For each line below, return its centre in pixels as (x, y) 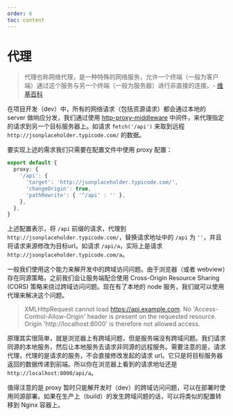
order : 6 (20, 14)
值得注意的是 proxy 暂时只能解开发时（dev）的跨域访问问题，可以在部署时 (113, 388)
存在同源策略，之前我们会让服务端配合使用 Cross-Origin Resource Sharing (113, 278)
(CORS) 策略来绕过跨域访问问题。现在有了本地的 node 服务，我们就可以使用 (116, 287)
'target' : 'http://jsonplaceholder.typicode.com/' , (102, 182)
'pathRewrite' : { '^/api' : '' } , (76, 195)
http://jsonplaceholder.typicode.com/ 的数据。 (76, 135)
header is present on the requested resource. (152, 317)
